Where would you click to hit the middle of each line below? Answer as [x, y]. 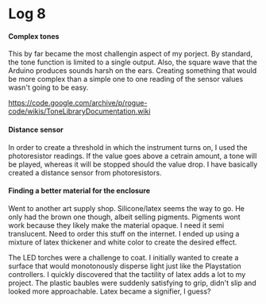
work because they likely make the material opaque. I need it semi [116, 225]
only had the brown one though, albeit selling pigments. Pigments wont [124, 217]
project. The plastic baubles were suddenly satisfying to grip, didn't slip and [132, 283]
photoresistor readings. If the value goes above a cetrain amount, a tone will [133, 156]
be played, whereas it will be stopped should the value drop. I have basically [133, 164]
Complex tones [34, 36]
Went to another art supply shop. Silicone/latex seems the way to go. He [126, 208]
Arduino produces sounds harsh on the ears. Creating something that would [133, 71]
